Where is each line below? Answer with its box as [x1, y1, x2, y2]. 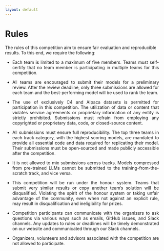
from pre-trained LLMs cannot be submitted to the [12, 165, 121, 171]
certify [12, 64, 26, 70]
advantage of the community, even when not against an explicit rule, [12, 195, 159, 201]
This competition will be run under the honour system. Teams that [12, 179, 159, 185]
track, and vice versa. [28, 170, 72, 176]
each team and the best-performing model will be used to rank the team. [12, 89, 159, 96]
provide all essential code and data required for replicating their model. [12, 140, 159, 146]
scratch [12, 170, 28, 176]
